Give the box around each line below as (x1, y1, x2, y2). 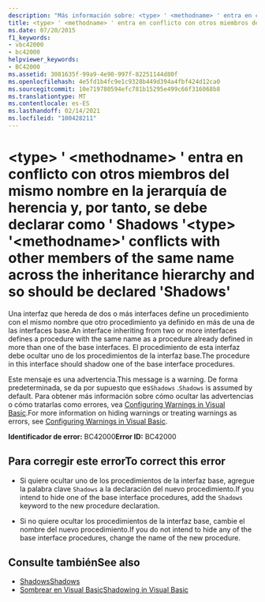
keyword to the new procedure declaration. (19, 501, 160, 510)
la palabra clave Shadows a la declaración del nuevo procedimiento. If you (19, 483, 255, 494)
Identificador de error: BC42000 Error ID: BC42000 (8, 431, 177, 441)
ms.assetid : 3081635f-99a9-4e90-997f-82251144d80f (8, 70, 178, 78)
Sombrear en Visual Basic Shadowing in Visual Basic (19, 585, 189, 595)
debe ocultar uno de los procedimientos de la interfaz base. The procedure (8, 351, 250, 360)
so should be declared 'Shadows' (8, 283, 231, 301)
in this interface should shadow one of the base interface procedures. (8, 359, 235, 368)
